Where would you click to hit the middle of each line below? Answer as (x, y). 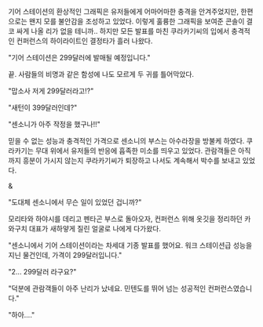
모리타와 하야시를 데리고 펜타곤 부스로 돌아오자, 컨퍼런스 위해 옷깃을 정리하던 (126, 219)
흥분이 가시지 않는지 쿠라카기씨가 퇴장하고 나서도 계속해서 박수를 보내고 (131, 160)
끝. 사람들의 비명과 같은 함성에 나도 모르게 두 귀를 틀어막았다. (101, 74)
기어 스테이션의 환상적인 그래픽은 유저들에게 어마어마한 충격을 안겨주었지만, (124, 11)
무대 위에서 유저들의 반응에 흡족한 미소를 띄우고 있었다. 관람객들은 (136, 151)
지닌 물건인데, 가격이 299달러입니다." (65, 255)
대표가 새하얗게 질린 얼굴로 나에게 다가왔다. (95, 229)
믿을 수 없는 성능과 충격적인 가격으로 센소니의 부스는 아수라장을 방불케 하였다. (126, 141)
